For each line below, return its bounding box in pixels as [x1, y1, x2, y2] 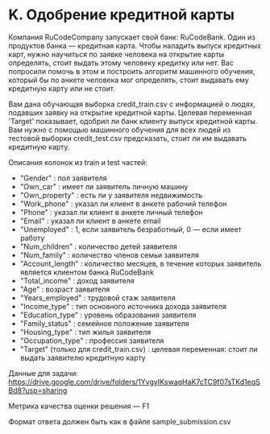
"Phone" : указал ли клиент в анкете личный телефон [19, 207, 203, 217]
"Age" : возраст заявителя [19, 284, 110, 294]
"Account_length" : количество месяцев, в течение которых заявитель [19, 258, 262, 268]
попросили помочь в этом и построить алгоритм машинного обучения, [8, 66, 255, 76]
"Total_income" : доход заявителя [19, 275, 135, 285]
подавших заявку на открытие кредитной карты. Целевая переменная [8, 107, 252, 118]
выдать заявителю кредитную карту [19, 353, 147, 362]
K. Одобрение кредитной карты [8, 6, 235, 24]
